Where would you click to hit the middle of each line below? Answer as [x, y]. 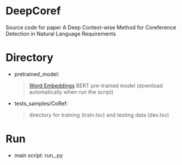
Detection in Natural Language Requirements [61, 33]
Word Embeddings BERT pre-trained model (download [96, 85]
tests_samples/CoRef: [41, 103]
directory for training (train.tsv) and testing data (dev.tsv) [99, 115]
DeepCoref [33, 11]
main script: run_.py [38, 155]
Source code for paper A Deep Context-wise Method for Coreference [91, 27]
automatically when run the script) [71, 92]
